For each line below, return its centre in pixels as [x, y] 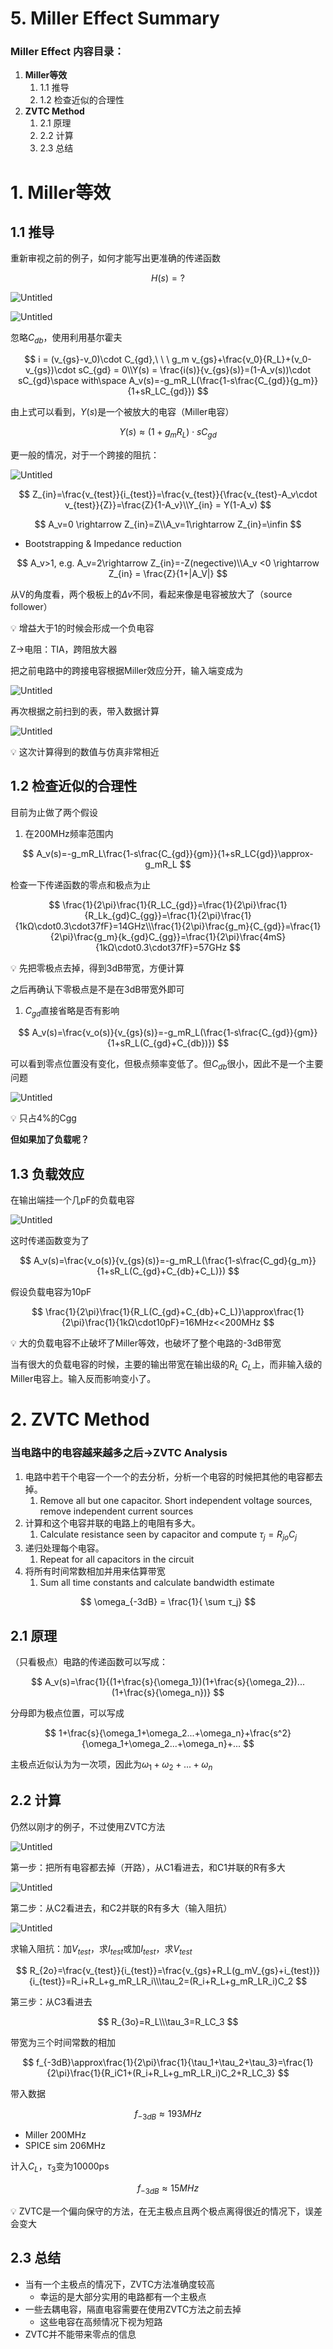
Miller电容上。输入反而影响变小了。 [83, 1379]
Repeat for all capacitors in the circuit [117, 1559]
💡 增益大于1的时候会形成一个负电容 [82, 628]
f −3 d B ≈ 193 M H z [168, 2114]
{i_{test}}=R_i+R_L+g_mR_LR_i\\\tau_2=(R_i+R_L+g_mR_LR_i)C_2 [161, 1981]
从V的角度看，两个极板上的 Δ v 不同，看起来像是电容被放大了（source [151, 594]
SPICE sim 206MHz [65, 2146]
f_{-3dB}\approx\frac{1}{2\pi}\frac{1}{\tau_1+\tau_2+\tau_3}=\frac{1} [175, 2062]
